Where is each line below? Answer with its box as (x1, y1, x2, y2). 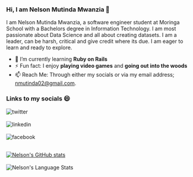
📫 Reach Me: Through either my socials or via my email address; (14, 71, 175, 78)
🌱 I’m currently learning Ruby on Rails (14, 56, 108, 63)
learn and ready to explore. (6, 44, 72, 51)
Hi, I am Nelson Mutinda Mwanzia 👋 (6, 5, 110, 14)
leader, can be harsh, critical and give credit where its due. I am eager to (6, 38, 183, 45)
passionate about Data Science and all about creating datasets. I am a (6, 31, 177, 39)
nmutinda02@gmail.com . (14, 80, 77, 87)
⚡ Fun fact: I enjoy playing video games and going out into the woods (14, 62, 188, 69)
